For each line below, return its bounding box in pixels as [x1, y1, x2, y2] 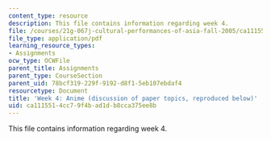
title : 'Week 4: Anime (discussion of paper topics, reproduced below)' [8, 94, 258, 102]
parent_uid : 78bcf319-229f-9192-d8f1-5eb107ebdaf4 [8, 79, 182, 87]
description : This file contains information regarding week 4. [8, 19, 229, 27]
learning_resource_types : [8, 42, 95, 50]
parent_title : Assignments [8, 64, 99, 73]
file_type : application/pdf [8, 34, 103, 43]
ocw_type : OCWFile [8, 57, 70, 65]
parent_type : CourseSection [8, 72, 103, 80]
